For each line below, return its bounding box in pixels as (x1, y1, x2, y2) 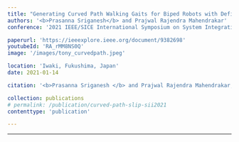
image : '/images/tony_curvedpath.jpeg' (7, 50, 126, 57)
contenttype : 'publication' (7, 108, 91, 115)
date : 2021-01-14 (7, 69, 59, 76)
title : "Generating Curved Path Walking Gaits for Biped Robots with (7, 10, 218, 18)
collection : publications (7, 94, 84, 102)
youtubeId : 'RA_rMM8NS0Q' (7, 43, 84, 50)
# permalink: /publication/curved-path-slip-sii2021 (7, 101, 167, 109)
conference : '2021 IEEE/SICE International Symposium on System (7, 23, 202, 31)
